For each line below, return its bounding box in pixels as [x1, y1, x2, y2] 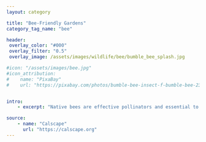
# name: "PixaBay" [6, 76, 62, 83]
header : [6, 37, 26, 43]
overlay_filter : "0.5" [9, 48, 67, 54]
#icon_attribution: [6, 70, 56, 77]
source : [6, 115, 26, 121]
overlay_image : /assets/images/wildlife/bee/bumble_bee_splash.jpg [9, 54, 185, 60]
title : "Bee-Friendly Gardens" [6, 20, 86, 26]
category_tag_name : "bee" [6, 26, 72, 32]
